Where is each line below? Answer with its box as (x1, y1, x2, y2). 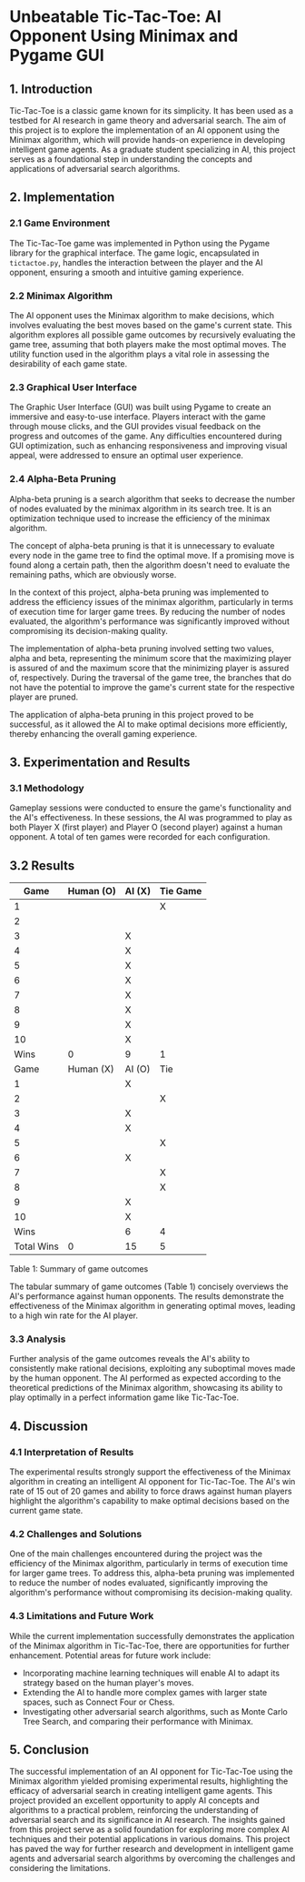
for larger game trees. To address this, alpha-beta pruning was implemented (9, 1567, 295, 1579)
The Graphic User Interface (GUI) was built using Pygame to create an (9, 402, 272, 413)
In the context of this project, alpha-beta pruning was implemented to (9, 587, 270, 598)
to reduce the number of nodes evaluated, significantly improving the (9, 1577, 269, 1588)
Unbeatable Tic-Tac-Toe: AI (9, 6, 222, 27)
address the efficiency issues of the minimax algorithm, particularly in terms (9, 596, 293, 607)
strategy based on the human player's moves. (22, 1676, 194, 1688)
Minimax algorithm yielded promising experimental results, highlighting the (9, 1776, 289, 1786)
